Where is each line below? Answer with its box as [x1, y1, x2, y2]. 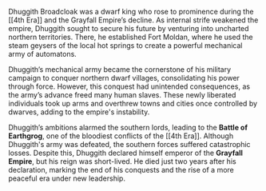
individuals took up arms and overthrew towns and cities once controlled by [8, 99, 258, 108]
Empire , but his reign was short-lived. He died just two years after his [8, 157, 237, 166]
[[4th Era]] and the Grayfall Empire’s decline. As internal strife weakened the [8, 15, 259, 25]
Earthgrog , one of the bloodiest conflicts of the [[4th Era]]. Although [8, 131, 234, 141]
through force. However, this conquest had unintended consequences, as [8, 82, 250, 91]
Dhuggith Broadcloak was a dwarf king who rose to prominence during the [8, 7, 254, 16]
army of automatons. [8, 50, 77, 58]
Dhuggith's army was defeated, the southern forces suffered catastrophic [8, 140, 251, 149]
